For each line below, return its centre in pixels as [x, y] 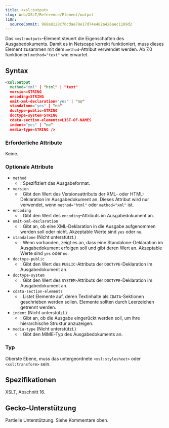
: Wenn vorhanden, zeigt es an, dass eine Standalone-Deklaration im [92, 243]
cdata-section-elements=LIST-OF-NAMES [51, 120]
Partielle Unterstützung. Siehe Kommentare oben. [57, 420]
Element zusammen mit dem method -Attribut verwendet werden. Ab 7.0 [79, 49]
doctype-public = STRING [34, 111]
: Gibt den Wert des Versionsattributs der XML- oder [74, 194]
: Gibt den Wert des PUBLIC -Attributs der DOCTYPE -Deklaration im [86, 264]
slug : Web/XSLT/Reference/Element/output [50, 15]
